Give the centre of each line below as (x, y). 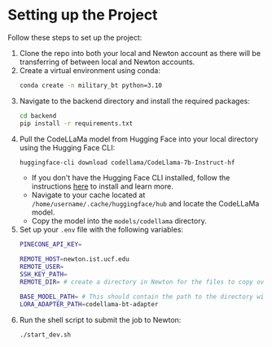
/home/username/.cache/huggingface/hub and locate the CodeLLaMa (145, 204)
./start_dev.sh (45, 335)
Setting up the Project (83, 15)
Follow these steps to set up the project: (75, 37)
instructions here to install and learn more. (103, 187)
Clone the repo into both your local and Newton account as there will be (140, 53)
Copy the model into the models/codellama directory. (119, 221)
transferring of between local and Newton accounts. (107, 62)
